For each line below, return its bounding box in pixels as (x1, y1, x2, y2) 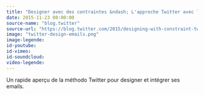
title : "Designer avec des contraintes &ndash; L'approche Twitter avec (6, 8, 194, 15)
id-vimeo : (6, 48, 32, 54)
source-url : (6, 25, 36, 32)
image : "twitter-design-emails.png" (6, 31, 99, 38)
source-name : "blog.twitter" (6, 20, 80, 26)
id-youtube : (6, 43, 36, 49)
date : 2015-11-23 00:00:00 (6, 15, 75, 21)
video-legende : (6, 59, 45, 65)
